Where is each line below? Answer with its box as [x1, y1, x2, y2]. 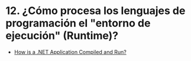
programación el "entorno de [5, 16, 151, 30]
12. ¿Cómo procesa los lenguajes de [5, 4, 186, 18]
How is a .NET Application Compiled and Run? [14, 48, 127, 55]
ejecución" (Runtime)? [5, 29, 119, 42]
